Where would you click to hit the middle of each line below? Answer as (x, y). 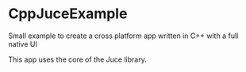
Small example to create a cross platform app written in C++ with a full (123, 36)
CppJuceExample (68, 14)
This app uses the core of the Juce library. (77, 59)
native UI (23, 44)
